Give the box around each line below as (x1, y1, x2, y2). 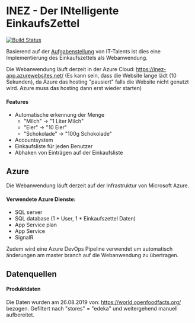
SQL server (14, 209, 43, 216)
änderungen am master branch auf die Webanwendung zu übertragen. (6, 252, 179, 259)
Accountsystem (14, 136, 53, 143)
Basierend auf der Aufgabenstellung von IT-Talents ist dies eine (6, 47, 161, 55)
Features (6, 98, 28, 105)
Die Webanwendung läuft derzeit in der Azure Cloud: (6, 65, 135, 72)
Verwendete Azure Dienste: (6, 196, 76, 203)
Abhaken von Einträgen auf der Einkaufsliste (14, 149, 123, 156)
